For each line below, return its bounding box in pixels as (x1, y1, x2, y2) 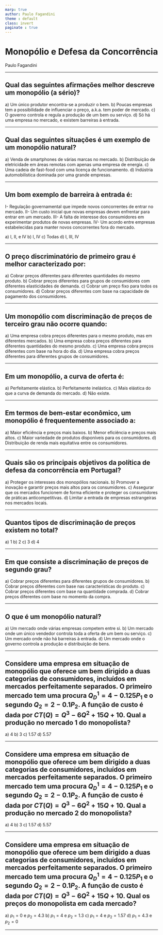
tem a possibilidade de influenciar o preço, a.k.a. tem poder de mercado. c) (5, 107, 156, 113)
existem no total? (5, 526, 58, 534)
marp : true (5, 7, 27, 12)
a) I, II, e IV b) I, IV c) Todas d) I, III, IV (5, 233, 79, 239)
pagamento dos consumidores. (5, 293, 67, 300)
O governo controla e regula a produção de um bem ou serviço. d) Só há (5, 112, 150, 117)
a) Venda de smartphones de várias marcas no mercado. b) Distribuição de (5, 156, 155, 162)
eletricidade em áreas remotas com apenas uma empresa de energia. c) (5, 161, 149, 167)
